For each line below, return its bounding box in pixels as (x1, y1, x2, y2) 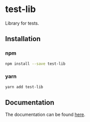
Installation (5, 35, 41, 43)
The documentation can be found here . (5, 111, 86, 117)
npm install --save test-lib (5, 61, 66, 66)
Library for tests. (5, 20, 39, 26)
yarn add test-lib (5, 84, 43, 89)
